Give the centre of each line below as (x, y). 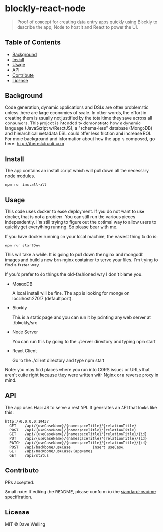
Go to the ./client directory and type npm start (58, 360)
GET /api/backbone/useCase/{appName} (51, 451)
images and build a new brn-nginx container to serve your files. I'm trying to (81, 260)
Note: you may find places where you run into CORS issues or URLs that (77, 370)
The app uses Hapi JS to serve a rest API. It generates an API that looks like (81, 407)
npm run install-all (26, 185)
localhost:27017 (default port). (42, 299)
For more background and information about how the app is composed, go (80, 138)
